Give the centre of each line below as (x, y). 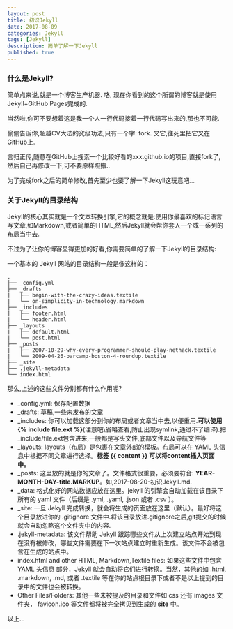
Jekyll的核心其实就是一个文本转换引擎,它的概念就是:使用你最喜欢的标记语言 (115, 216)
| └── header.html (37, 320)
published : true (31, 53)
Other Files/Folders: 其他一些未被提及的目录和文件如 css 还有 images (116, 595)
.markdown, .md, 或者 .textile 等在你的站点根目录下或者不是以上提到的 (117, 578)
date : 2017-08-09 (32, 27)
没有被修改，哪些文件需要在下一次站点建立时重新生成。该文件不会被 (121, 543)
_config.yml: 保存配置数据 (54, 404)
